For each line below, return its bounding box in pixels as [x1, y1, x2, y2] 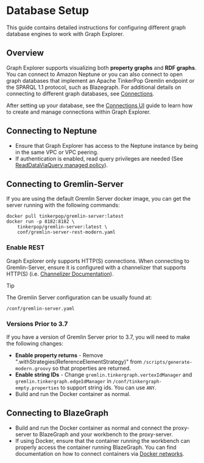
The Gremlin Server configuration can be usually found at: [6, 293, 152, 301]
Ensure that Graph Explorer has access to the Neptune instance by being [15, 142, 199, 149]
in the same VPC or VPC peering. [15, 148, 99, 156]
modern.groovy [15, 366, 51, 372]
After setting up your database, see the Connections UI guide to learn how [6, 102, 193, 109]
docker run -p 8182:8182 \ [6, 218, 75, 225]
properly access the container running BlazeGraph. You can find [15, 444, 177, 451]
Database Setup [6, 4, 90, 18]
